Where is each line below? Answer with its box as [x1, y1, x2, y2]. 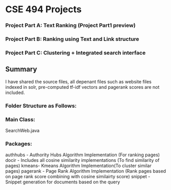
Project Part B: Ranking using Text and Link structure [5, 36, 139, 43]
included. [5, 89, 25, 96]
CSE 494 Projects [5, 4, 82, 15]
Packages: [5, 140, 32, 147]
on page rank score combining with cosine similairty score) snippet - [5, 174, 151, 180]
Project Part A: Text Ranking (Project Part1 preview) [5, 22, 136, 29]
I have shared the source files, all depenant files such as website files [5, 78, 152, 85]
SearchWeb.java [5, 127, 40, 133]
